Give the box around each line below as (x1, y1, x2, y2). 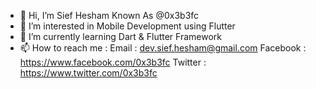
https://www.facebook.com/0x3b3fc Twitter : (19, 56, 207, 68)
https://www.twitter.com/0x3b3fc (19, 67, 158, 79)
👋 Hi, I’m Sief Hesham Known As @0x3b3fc (19, 10, 200, 21)
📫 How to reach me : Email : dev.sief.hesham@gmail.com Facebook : (19, 42, 307, 54)
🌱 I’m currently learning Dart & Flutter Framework (19, 31, 223, 42)
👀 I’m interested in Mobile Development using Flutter (19, 20, 236, 32)
